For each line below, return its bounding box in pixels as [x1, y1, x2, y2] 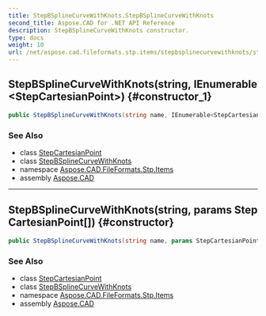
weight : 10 [8, 41, 44, 49]
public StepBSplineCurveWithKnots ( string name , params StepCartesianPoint [8, 237, 260, 245]
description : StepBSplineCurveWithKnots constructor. [8, 26, 190, 34]
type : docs [8, 33, 44, 42]
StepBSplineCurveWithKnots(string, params [8, 204, 232, 217]
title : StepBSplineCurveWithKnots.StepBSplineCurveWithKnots [8, 11, 215, 20]
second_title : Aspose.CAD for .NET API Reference [8, 19, 176, 27]
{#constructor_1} [127, 90, 212, 104]
